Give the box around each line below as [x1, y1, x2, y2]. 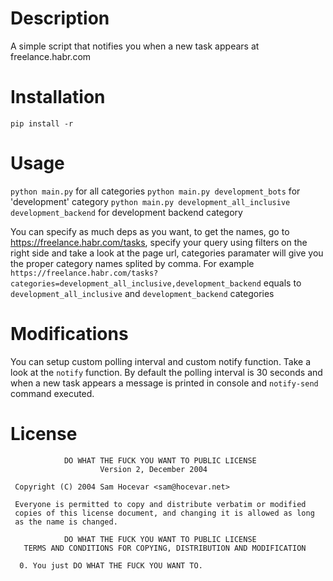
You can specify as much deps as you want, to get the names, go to [10, 225, 290, 237]
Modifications [10, 323, 129, 345]
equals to [263, 277, 302, 289]
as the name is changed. [14, 517, 118, 527]
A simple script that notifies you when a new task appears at [10, 40, 260, 52]
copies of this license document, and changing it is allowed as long [14, 508, 315, 518]
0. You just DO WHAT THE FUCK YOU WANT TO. [19, 560, 203, 571]
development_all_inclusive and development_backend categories [10, 287, 275, 299]
